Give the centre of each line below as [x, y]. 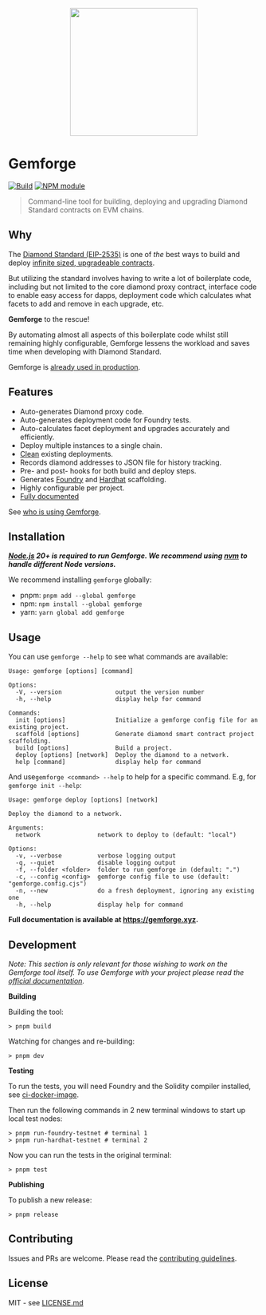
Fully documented [49, 496]
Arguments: [26, 828]
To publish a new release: [50, 1200]
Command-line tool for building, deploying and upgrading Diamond [138, 201]
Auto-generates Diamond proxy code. [82, 411]
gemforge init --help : [45, 786]
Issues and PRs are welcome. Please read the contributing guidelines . [123, 1258]
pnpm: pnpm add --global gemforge [78, 596]
